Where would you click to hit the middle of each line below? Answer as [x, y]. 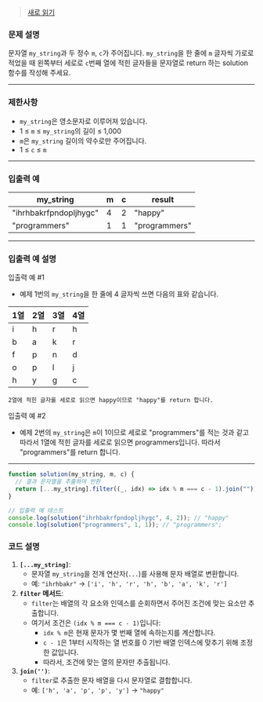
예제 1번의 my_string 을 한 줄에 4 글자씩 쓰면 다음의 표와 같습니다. [119, 294]
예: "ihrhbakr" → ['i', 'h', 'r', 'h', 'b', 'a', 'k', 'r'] [129, 583]
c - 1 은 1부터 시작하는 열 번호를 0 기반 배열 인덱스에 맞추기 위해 [141, 642]
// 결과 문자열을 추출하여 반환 [58, 482]
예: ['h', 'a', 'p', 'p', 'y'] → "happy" [97, 689]
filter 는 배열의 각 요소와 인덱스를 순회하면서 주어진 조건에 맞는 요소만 [139, 603]
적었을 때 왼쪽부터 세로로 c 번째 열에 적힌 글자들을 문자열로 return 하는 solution [128, 63]
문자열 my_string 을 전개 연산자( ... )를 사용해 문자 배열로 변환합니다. [135, 573]
